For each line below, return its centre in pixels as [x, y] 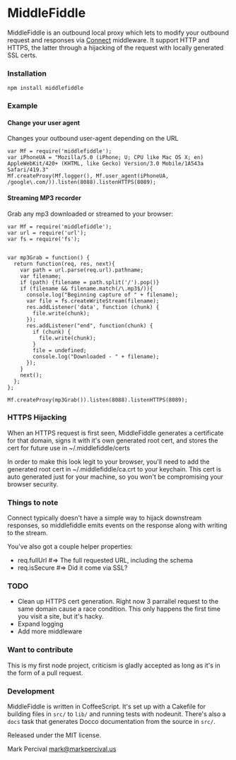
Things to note [33, 502]
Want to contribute [40, 650]
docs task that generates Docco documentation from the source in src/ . [111, 722]
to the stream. [28, 533]
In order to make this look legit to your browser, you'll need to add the [108, 462]
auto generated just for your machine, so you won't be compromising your [116, 477]
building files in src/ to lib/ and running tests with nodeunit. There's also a [117, 714]
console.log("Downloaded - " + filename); [96, 356]
